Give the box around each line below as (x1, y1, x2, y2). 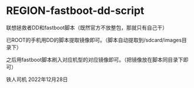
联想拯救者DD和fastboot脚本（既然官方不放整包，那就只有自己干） (6, 24, 168, 31)
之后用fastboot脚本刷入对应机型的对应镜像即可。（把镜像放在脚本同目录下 (6, 56, 183, 63)
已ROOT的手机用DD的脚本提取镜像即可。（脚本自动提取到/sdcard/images (6, 36, 182, 43)
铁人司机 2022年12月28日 (6, 76, 68, 83)
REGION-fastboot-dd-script (6, 4, 145, 17)
